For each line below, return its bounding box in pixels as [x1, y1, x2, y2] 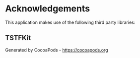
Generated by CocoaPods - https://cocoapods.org [5, 47, 108, 53]
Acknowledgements [5, 3, 90, 14]
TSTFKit [5, 34, 31, 42]
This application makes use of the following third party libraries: [5, 19, 136, 25]
